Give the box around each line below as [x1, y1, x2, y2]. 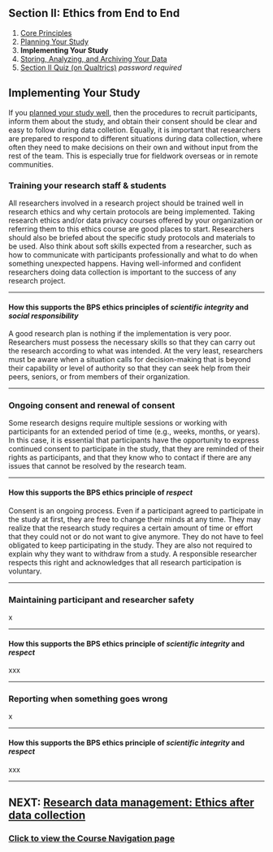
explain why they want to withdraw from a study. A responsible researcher [8, 548, 258, 559]
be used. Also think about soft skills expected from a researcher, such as [8, 241, 252, 251]
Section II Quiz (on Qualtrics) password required [19, 63, 182, 72]
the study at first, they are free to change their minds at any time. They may [8, 514, 262, 524]
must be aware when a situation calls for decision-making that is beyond [8, 355, 252, 365]
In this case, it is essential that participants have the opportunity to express [8, 435, 260, 445]
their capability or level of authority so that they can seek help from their [8, 363, 250, 373]
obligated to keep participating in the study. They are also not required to [8, 540, 253, 550]
